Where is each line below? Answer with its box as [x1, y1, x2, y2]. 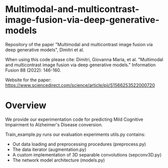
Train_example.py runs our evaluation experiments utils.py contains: [5, 131, 145, 137]
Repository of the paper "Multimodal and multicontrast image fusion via [5, 41, 153, 47]
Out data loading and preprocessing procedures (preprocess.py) [12, 141, 146, 147]
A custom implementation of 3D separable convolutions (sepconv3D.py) [12, 151, 162, 157]
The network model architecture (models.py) [12, 157, 105, 163]
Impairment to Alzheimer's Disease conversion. [5, 121, 103, 127]
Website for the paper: [5, 77, 52, 83]
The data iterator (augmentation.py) [12, 146, 87, 152]
